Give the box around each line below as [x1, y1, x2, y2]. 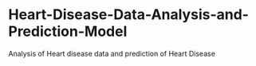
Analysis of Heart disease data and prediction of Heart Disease [8, 49, 215, 58]
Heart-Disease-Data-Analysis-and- [8, 6, 250, 24]
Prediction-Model [8, 22, 128, 41]
